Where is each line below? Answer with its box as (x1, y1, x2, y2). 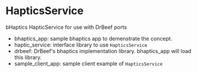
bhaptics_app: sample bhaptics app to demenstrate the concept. (14, 35, 173, 42)
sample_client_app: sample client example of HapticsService (14, 60, 163, 67)
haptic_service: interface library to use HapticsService (14, 41, 148, 48)
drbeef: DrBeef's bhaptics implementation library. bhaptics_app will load (14, 47, 192, 54)
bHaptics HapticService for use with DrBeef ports (5, 24, 127, 31)
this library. (14, 54, 42, 61)
